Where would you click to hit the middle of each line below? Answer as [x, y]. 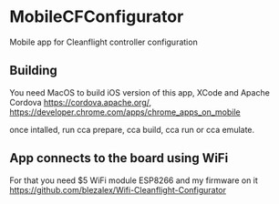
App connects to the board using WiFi [119, 158]
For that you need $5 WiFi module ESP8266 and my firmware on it [134, 180]
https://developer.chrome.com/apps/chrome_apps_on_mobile [125, 112]
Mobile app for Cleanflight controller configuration [103, 42]
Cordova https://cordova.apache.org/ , [81, 102]
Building [33, 71]
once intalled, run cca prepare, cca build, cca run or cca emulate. [132, 129]
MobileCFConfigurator [97, 17]
